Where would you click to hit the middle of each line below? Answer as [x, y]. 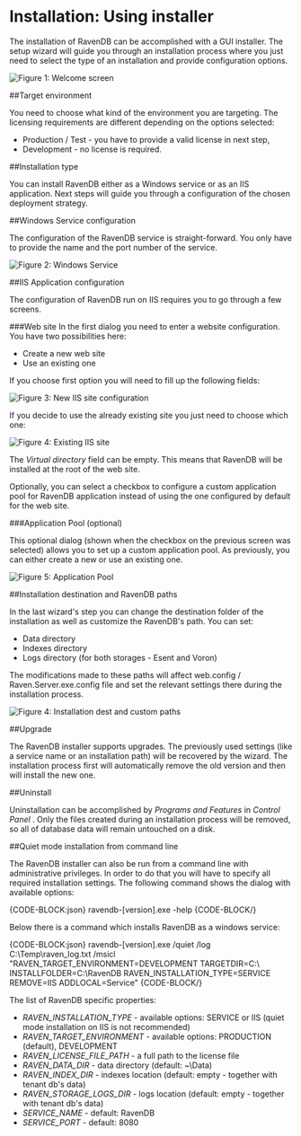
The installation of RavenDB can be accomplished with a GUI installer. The [146, 41]
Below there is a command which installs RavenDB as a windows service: [145, 927]
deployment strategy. [49, 203]
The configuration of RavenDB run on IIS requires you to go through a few [146, 299]
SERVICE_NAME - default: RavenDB [89, 1113]
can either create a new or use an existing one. [96, 559]
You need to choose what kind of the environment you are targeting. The [144, 112]
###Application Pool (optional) [66, 523]
